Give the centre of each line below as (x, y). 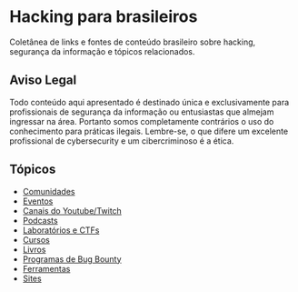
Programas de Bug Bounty (72, 259)
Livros (34, 249)
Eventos (38, 201)
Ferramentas (46, 268)
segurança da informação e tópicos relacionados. (102, 51)
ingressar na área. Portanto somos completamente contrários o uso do (142, 121)
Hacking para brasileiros (104, 17)
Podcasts (40, 220)
